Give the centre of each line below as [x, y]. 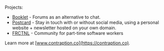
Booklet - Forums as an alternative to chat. [56, 17]
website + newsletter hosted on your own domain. [64, 28]
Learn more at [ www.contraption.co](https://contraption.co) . [68, 43]
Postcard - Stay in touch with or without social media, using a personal [86, 22]
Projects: [14, 7]
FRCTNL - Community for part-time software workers [68, 33]
